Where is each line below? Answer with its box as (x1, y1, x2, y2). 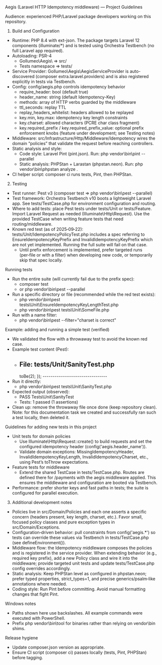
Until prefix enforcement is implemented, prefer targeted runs (19, 247, 143, 253)
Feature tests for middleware (12, 464, 70, 470)
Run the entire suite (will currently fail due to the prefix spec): (12, 276, 135, 282)
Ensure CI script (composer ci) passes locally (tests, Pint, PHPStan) (12, 649, 147, 655)
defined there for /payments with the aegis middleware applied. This (19, 474, 156, 480)
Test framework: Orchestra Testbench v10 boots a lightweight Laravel (12, 195, 151, 201)
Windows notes (5, 600, 36, 606)
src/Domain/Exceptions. (12, 524, 61, 530)
